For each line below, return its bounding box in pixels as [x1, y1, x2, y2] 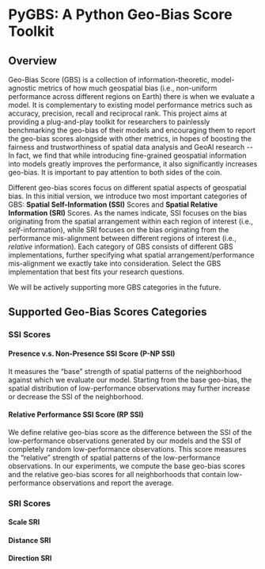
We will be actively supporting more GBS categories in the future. [8, 283, 221, 292]
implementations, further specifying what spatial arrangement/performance [8, 250, 255, 259]
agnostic [8, 83, 37, 93]
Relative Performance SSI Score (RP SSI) [8, 410, 144, 419]
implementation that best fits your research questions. [8, 267, 184, 277]
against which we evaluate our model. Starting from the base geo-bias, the [8, 375, 252, 384]
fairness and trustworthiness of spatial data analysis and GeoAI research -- [8, 143, 253, 151]
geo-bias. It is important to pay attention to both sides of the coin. [8, 168, 223, 177]
